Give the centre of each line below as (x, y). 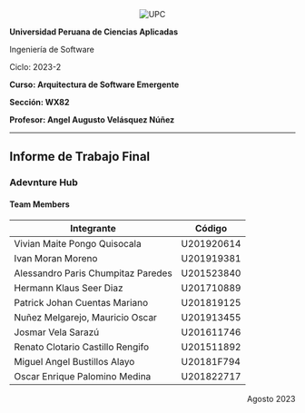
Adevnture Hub (44, 182)
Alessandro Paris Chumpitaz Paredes (93, 273)
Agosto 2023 (271, 398)
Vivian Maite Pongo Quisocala (78, 243)
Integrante (93, 228)
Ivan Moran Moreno (56, 258)
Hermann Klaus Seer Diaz (69, 288)
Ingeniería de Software (52, 49)
